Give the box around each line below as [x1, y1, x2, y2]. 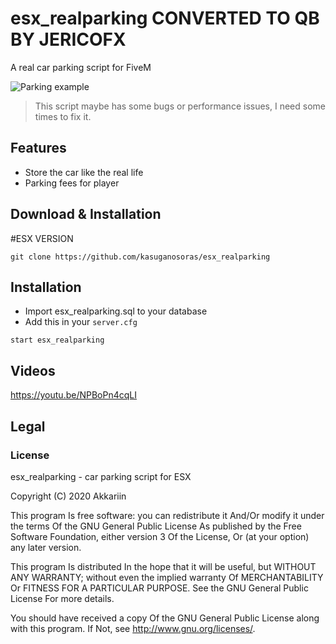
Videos [10, 362, 56, 379]
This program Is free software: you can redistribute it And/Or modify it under [10, 509, 325, 521]
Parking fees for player [24, 177, 120, 189]
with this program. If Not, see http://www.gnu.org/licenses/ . [10, 622, 256, 634]
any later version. [10, 541, 82, 553]
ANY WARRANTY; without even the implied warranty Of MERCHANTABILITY [10, 571, 324, 583]
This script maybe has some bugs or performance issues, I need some [34, 100, 326, 112]
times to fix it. [34, 110, 92, 122]
